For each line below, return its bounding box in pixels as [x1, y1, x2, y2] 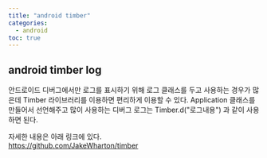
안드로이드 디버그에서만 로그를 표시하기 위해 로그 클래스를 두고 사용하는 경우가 [8, 85, 251, 95]
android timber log [8, 63, 102, 76]
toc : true [8, 33, 41, 42]
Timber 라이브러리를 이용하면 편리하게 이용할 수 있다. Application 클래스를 [22, 95, 256, 105]
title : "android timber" [8, 11, 91, 20]
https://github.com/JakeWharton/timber [8, 141, 139, 151]
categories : [8, 19, 48, 27]
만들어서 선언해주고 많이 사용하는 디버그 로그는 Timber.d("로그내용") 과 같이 [8, 105, 245, 115]
